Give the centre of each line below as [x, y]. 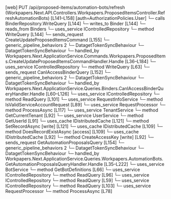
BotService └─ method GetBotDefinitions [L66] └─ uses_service [73, 169]
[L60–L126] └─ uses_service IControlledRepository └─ [103, 94]
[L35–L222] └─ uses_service [134, 164]
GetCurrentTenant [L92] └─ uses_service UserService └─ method [75, 116]
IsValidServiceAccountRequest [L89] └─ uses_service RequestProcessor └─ [85, 105]
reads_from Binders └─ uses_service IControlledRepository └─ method [80, 29]
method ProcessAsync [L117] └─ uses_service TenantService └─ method [82, 110]
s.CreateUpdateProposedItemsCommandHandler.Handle [65, 61]
